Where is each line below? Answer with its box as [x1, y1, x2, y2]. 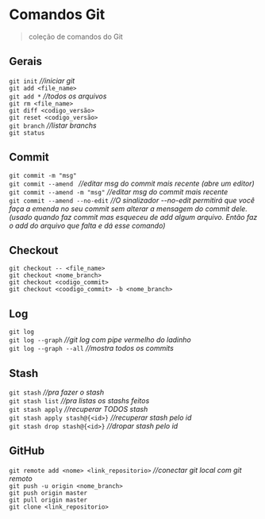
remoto [9, 474, 33, 483]
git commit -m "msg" [9, 171, 78, 179]
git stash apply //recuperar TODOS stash [9, 405, 148, 413]
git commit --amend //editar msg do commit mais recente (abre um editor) [9, 179, 255, 188]
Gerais [9, 55, 43, 68]
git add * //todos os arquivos [9, 91, 107, 101]
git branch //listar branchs [9, 121, 98, 130]
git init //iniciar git [9, 75, 75, 85]
